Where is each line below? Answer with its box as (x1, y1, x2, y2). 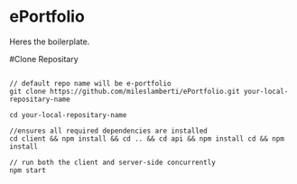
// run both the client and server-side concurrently (9, 158, 217, 167)
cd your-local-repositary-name (9, 110, 127, 119)
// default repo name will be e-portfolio (9, 78, 172, 87)
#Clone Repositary (9, 53, 79, 64)
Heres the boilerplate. (9, 36, 90, 47)
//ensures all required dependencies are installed (9, 126, 208, 135)
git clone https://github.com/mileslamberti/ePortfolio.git (9, 87, 241, 96)
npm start (9, 165, 47, 175)
